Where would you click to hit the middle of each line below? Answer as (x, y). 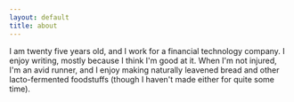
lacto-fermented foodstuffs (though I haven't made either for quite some (142, 79)
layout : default (39, 17)
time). (20, 89)
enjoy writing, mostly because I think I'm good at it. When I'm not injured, (143, 60)
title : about (33, 26)
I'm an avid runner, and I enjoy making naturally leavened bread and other (144, 70)
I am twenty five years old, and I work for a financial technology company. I (147, 51)
